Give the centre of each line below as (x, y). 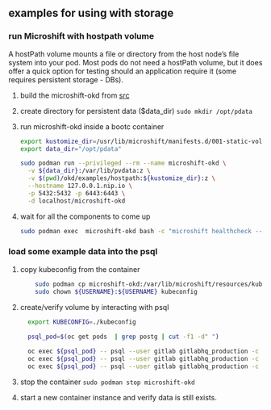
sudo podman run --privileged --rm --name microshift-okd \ (123, 163)
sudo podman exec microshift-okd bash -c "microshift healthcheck (135, 231)
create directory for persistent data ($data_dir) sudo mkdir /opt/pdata (136, 111)
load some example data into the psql (83, 252)
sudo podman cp (60, 284)
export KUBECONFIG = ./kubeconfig (82, 322)
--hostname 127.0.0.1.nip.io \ (80, 186)
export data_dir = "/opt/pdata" (71, 149)
